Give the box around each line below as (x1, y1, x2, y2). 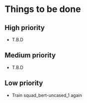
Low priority (4, 79, 43, 87)
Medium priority (4, 51, 56, 59)
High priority (4, 23, 45, 32)
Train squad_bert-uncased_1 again (11, 92, 83, 98)
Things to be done (4, 3, 81, 15)
